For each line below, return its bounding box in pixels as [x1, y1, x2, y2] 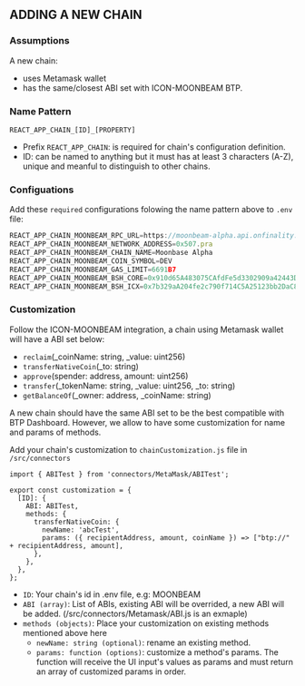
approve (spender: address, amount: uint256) [22, 370, 189, 381]
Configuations [9, 183, 74, 196]
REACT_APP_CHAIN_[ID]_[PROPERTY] [9, 125, 136, 134]
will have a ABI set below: [9, 333, 105, 344]
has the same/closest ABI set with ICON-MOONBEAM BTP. [22, 82, 243, 93]
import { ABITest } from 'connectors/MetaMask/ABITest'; [9, 469, 230, 479]
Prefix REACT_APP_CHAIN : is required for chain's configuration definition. [22, 141, 286, 152]
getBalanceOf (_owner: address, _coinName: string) [22, 389, 212, 400]
